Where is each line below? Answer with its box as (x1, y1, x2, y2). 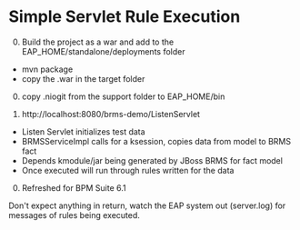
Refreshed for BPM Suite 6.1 (21, 182, 126, 193)
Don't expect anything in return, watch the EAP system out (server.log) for (8, 200, 286, 211)
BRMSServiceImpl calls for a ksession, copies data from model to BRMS (21, 135, 292, 146)
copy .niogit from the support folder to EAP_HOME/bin (21, 91, 225, 102)
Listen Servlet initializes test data (21, 125, 146, 137)
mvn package (21, 64, 74, 75)
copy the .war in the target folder (21, 73, 145, 84)
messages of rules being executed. (8, 209, 140, 220)
